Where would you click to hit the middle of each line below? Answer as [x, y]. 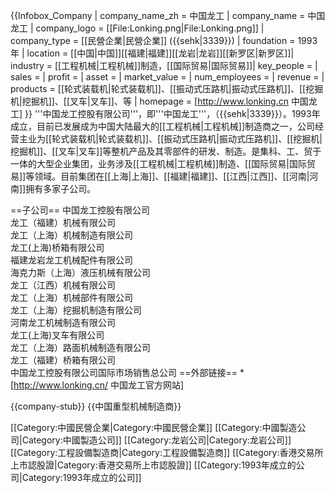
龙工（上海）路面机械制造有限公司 [80, 347]
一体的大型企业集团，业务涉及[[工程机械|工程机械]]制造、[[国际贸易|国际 [158, 163]
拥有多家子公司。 [61, 188]
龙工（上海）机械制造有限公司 [71, 235]
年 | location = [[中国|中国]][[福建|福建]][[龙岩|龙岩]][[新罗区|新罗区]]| [152, 53]
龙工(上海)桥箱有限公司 [57, 247]
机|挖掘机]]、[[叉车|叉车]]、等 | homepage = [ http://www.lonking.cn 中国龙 [164, 101]
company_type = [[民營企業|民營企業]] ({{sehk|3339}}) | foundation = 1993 [164, 40]
